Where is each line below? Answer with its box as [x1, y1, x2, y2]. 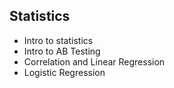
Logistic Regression [23, 66, 106, 78]
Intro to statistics [23, 34, 94, 46]
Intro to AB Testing [23, 45, 101, 57]
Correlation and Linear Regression [23, 55, 166, 68]
